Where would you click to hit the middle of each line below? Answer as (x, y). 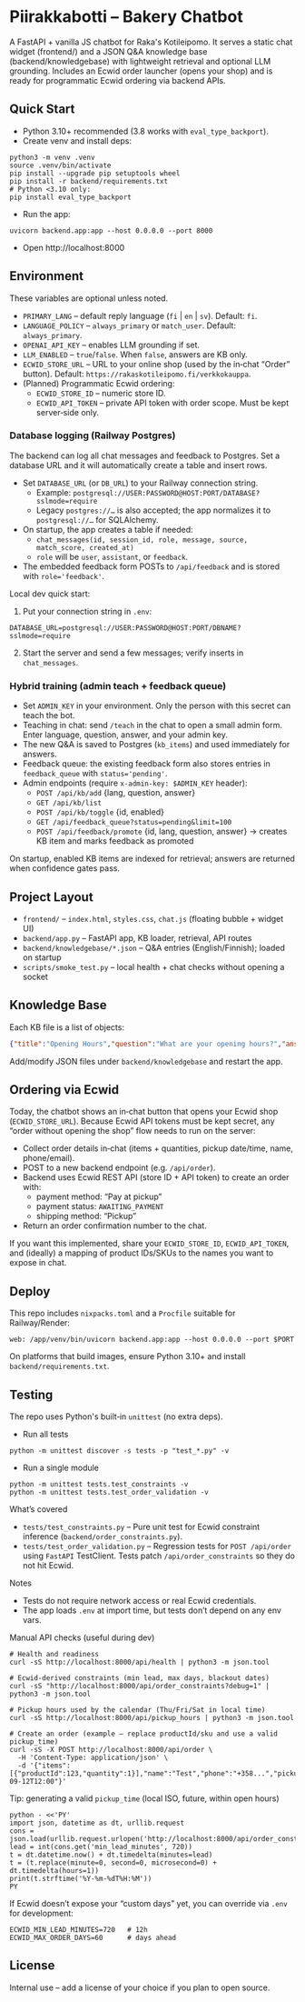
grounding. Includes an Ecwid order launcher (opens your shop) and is (141, 71)
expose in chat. (38, 1263)
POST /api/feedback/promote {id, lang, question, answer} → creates (162, 831)
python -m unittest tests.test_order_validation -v (109, 1493)
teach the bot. (49, 716)
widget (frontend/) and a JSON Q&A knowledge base (108, 51)
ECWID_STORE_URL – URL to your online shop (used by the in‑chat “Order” (156, 364)
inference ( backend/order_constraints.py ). (103, 1537)
